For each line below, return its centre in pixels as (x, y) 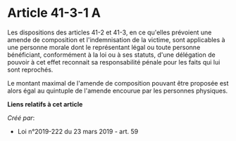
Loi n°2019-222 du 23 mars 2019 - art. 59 (78, 131)
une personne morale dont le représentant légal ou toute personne (104, 47)
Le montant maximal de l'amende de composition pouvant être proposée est (118, 83)
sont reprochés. (30, 69)
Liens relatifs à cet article (45, 104)
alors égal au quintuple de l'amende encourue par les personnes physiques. (118, 90)
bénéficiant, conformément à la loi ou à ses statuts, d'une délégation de (112, 55)
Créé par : (21, 118)
